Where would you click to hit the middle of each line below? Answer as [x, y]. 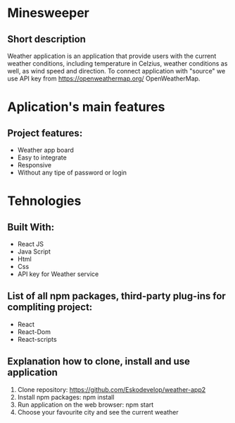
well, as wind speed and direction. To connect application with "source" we [116, 71]
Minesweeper [48, 13]
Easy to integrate [42, 157]
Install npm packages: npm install [66, 397]
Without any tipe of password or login [72, 172]
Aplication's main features [86, 107]
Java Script [34, 251]
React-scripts [37, 339]
